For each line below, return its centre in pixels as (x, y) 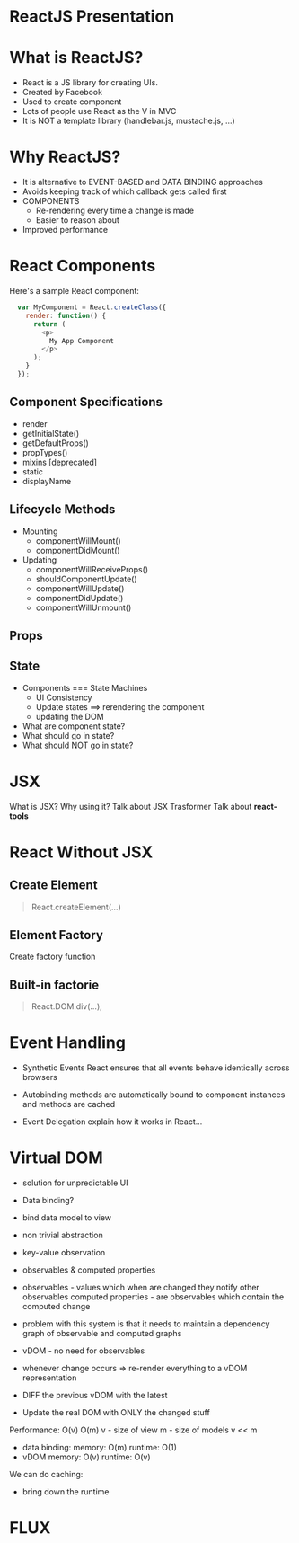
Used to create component (72, 102)
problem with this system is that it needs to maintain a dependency (146, 1324)
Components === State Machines (85, 687)
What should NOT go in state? (78, 745)
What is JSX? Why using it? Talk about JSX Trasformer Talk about (131, 806)
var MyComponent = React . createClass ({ (92, 307)
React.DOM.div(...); (67, 1006)
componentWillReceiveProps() (92, 569)
